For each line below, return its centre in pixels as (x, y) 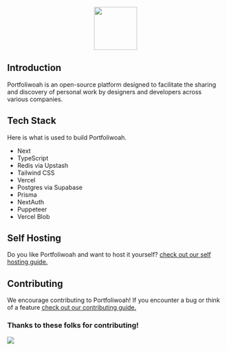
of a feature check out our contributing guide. (72, 308)
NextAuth (31, 202)
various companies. (35, 99)
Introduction (34, 68)
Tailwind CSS (36, 173)
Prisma (27, 194)
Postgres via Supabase (50, 187)
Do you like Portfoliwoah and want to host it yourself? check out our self (109, 255)
